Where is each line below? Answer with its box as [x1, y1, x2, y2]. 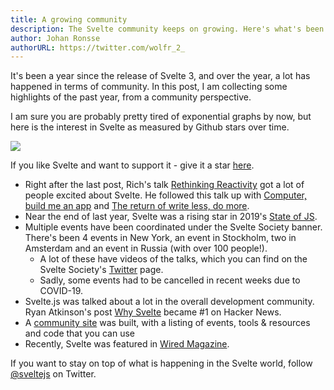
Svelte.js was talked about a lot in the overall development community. [24, 296, 315, 308]
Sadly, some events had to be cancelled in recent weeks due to [39, 274, 301, 286]
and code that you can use [24, 327, 135, 340]
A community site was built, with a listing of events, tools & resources [24, 317, 311, 329]
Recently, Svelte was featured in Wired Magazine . [24, 338, 230, 350]
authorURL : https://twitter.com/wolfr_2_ [10, 42, 186, 53]
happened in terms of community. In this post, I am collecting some [10, 81, 288, 93]
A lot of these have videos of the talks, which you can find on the [39, 253, 308, 265]
